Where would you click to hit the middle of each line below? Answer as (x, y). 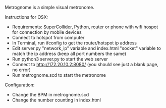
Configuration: (20, 85)
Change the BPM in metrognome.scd (50, 95)
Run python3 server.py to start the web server (60, 59)
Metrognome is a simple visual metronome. (49, 7)
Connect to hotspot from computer (48, 38)
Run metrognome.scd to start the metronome (59, 75)
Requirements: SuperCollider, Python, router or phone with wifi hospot (85, 27)
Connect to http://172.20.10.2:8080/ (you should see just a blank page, (85, 64)
